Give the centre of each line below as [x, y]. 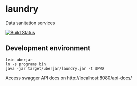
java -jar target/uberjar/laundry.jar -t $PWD [55, 68]
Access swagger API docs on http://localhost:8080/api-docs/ [69, 78]
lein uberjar [19, 60]
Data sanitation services [30, 23]
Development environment [48, 48]
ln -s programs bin [26, 64]
